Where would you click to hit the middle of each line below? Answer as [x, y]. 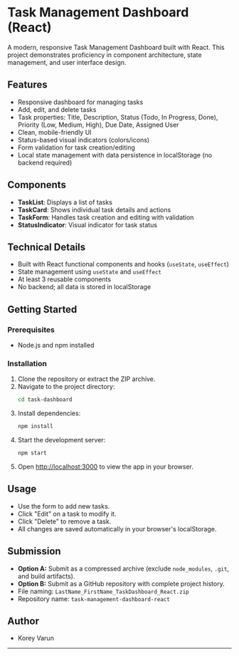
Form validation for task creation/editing [76, 147]
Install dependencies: [49, 413]
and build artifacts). [46, 576]
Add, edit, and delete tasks [57, 109]
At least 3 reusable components [64, 279]
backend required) [45, 162]
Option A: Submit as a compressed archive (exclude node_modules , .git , [123, 568]
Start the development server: [62, 440]
